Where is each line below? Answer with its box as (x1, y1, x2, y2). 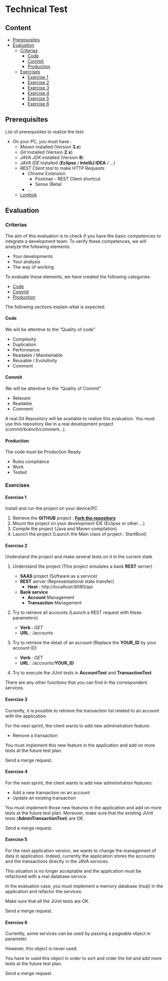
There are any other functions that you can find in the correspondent (5, 679, 147, 686)
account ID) (12, 645, 37, 651)
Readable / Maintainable (12, 352, 63, 358)
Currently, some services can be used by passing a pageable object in (5, 930, 151, 937)
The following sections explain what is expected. (5, 304, 106, 310)
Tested (12, 469, 27, 475)
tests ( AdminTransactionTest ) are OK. (5, 815, 85, 821)
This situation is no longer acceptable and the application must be (5, 868, 141, 874)
